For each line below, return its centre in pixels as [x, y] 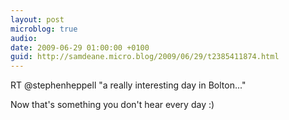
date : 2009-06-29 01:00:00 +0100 [80, 47]
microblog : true [44, 29]
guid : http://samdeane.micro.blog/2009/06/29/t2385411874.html [145, 57]
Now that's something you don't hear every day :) [112, 105]
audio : [24, 38]
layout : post [37, 19]
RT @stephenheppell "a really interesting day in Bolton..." [128, 85]
